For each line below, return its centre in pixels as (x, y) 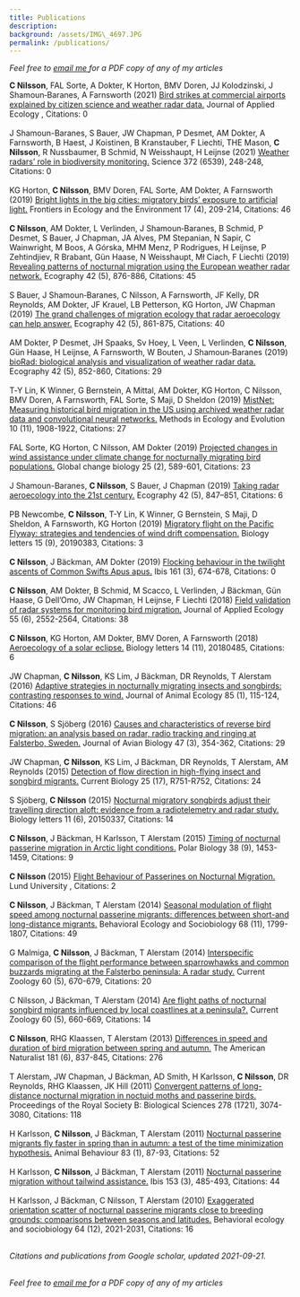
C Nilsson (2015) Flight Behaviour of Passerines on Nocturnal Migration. (142, 876)
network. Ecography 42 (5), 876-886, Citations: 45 (103, 276)
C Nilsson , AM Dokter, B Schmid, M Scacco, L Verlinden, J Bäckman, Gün (146, 591)
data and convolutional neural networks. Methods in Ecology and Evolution (147, 419)
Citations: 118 (57, 1115)
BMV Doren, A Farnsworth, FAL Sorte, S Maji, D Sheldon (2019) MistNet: (142, 400)
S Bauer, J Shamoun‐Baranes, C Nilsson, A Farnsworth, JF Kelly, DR (134, 295)
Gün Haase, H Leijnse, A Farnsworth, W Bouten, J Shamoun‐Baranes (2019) (149, 353)
